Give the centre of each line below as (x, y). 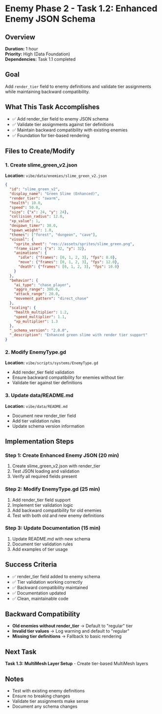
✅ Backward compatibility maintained (50, 587)
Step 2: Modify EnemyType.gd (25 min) (53, 489)
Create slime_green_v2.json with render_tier (56, 466)
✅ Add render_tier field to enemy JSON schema (60, 119)
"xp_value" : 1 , (25, 221)
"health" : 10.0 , (26, 203)
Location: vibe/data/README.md (36, 406)
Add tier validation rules (36, 421)
